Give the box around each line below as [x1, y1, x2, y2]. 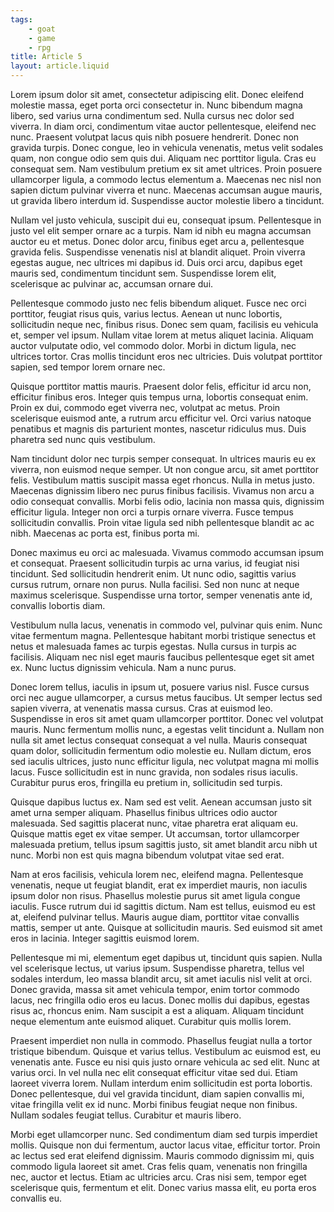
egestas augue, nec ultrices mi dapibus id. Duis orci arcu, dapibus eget [10, 257, 303, 268]
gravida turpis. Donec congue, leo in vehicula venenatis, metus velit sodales [10, 142, 324, 153]
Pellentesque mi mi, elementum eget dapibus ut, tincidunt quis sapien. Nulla [10, 952, 323, 963]
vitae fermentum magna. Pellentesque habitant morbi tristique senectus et [10, 630, 317, 641]
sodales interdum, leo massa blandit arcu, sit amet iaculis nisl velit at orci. [10, 973, 313, 985]
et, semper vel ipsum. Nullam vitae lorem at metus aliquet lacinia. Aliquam [10, 329, 314, 341]
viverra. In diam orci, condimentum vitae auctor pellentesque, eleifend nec [10, 121, 317, 132]
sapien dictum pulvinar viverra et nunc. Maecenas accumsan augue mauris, [10, 184, 323, 196]
